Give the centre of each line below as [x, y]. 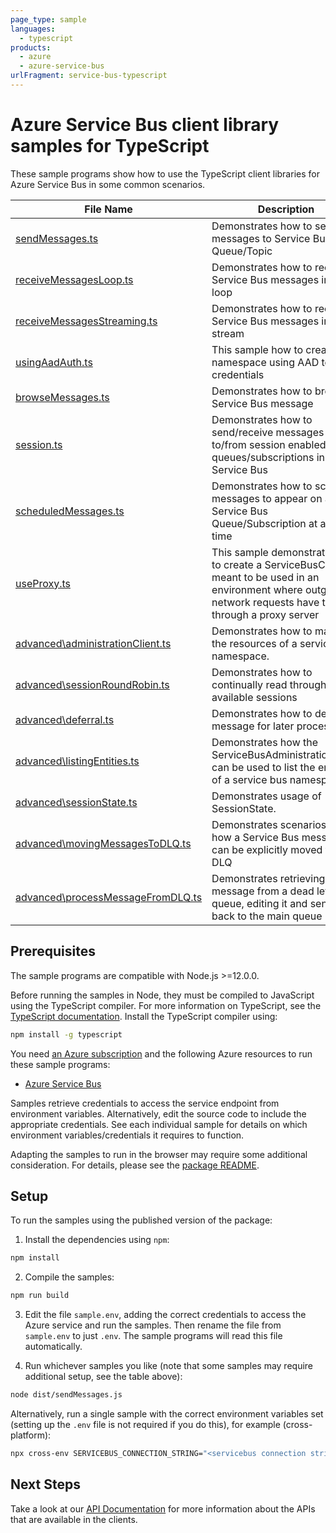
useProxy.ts [43, 583]
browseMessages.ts [62, 397]
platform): [31, 1435]
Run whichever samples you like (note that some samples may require [169, 1366]
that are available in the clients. [74, 1519]
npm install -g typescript [66, 1034]
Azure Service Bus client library [145, 125]
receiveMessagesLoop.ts [74, 279]
